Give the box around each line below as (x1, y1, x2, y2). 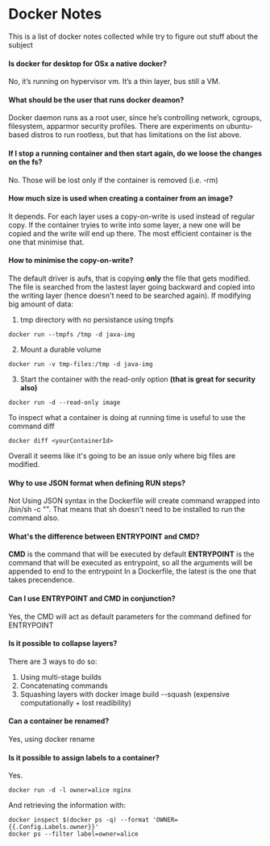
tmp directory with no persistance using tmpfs (19, 315, 174, 324)
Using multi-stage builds (19, 672, 102, 681)
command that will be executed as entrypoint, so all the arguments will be (8, 558, 253, 568)
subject (8, 40, 34, 49)
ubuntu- (226, 122, 253, 131)
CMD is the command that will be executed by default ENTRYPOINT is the (8, 549, 255, 559)
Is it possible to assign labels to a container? (8, 752, 160, 762)
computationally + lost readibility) (19, 698, 131, 707)
